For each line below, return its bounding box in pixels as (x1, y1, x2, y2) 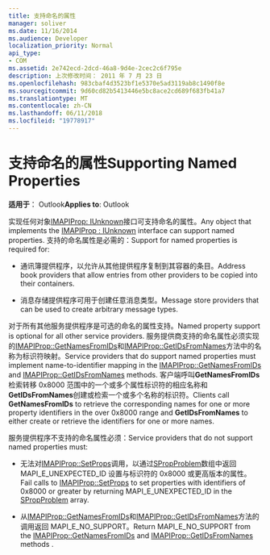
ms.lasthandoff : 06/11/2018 (8, 110, 103, 118)
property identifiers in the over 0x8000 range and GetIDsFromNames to (8, 407, 248, 417)
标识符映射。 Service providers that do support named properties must (22, 351, 256, 361)
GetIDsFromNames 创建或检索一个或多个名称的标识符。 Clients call (8, 390, 230, 399)
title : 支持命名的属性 (8, 11, 77, 20)
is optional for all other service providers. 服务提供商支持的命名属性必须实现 (8, 331, 260, 340)
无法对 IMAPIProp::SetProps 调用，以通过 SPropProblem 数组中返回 (19, 458, 237, 468)
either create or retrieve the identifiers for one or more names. (8, 416, 215, 426)
